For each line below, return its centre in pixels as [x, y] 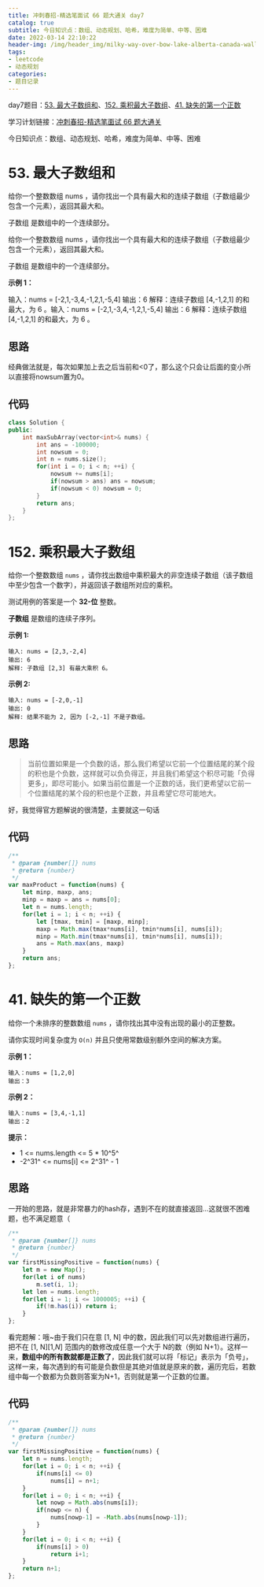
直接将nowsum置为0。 [51, 377]
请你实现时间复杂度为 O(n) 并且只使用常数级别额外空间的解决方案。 [117, 1040]
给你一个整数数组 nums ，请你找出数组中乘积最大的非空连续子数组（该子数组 [131, 575]
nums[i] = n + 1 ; [75, 1481]
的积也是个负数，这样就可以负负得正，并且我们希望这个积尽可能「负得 [141, 773]
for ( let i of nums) [54, 1277]
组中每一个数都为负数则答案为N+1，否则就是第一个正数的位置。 [111, 1376]
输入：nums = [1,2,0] [42, 1073]
